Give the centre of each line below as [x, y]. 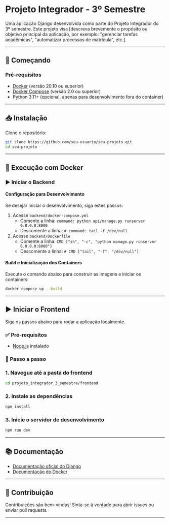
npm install [18, 407]
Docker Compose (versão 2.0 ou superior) [57, 91]
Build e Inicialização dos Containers [44, 263]
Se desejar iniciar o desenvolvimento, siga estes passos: [64, 205]
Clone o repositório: [26, 133]
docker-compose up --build [34, 289]
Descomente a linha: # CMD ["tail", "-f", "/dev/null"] [79, 251]
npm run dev [18, 430]
